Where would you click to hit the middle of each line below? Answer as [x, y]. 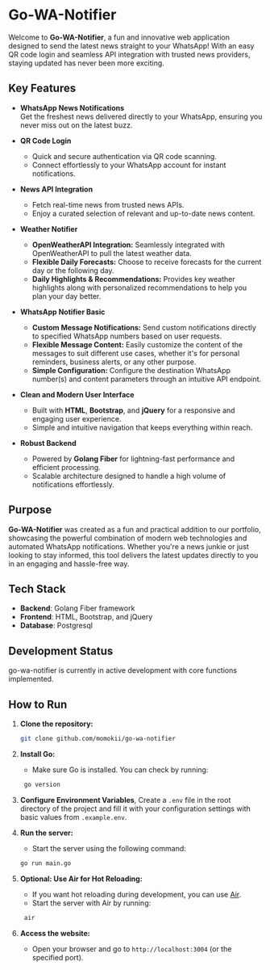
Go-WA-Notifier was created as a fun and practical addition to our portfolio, [135, 529]
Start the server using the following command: [109, 848]
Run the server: [47, 833]
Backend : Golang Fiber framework [77, 608]
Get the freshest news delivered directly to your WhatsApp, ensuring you [141, 116]
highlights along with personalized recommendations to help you [139, 288]
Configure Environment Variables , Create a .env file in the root [125, 800]
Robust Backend [48, 443]
